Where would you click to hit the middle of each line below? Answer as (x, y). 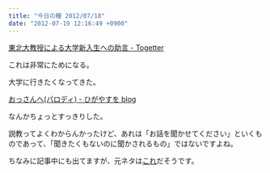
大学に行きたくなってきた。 (54, 82)
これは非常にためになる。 (51, 65)
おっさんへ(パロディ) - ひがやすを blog (72, 99)
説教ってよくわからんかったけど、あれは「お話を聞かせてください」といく (132, 133)
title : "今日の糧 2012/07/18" (57, 16)
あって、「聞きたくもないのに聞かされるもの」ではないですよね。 (130, 143)
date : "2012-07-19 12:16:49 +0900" (68, 23)
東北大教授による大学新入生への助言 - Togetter (86, 47)
